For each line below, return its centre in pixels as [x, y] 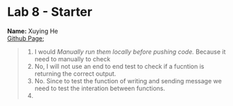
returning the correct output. [75, 74]
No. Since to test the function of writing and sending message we [128, 81]
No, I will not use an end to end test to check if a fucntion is [119, 66]
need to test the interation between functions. [100, 88]
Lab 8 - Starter [50, 12]
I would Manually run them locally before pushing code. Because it [130, 52]
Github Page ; [26, 38]
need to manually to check [72, 59]
